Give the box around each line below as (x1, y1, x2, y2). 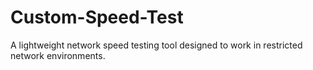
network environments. (10, 49, 106, 61)
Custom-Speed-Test (10, 6, 184, 29)
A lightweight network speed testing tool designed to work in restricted (10, 39, 303, 51)
